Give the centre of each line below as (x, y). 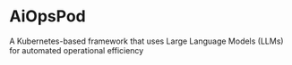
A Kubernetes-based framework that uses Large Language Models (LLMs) (146, 41)
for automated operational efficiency (77, 50)
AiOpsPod (48, 16)
